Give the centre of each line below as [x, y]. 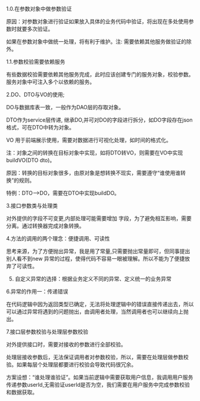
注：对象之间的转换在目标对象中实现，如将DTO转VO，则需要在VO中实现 [95, 153]
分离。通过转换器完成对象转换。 [45, 226]
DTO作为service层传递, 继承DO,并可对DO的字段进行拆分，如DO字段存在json [99, 120]
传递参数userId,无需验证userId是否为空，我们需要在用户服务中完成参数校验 [98, 385]
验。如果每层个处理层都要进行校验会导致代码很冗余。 [71, 365]
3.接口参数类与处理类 [32, 206]
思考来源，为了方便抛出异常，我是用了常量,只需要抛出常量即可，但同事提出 [98, 251]
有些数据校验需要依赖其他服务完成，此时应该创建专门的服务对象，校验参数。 [100, 74]
